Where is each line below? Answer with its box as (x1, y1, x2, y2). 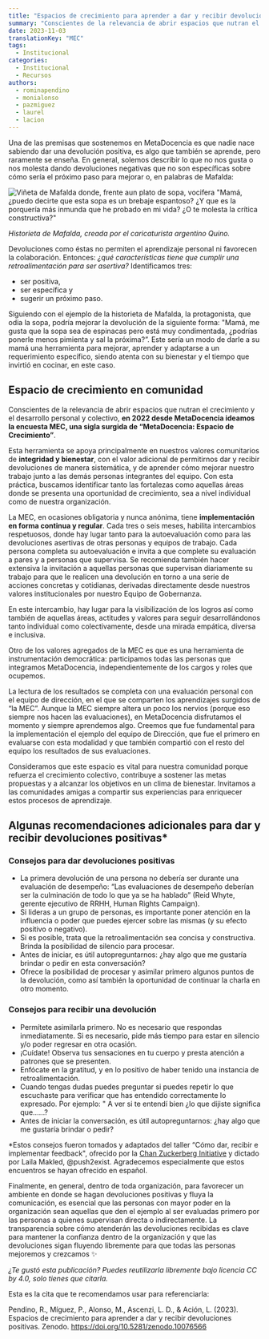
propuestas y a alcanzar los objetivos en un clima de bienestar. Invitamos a (8, 778, 256, 788)
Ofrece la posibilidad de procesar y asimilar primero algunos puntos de (19, 967, 255, 977)
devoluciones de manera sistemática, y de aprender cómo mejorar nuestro (8, 462, 255, 472)
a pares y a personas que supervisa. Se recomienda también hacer (8, 554, 230, 565)
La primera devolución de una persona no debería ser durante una (19, 874, 239, 883)
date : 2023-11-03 (8, 26, 66, 34)
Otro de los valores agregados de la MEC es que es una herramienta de (8, 645, 244, 655)
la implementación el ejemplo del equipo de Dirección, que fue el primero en (8, 729, 260, 738)
